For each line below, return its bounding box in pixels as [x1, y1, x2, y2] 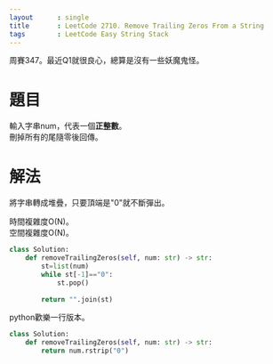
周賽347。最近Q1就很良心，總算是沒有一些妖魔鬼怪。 [9, 55, 205, 66]
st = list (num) [41, 262, 90, 271]
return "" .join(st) [41, 295, 114, 303]
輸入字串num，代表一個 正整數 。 [9, 121, 127, 132]
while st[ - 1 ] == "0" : [41, 270, 114, 279]
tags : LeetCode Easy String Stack [9, 29, 169, 38]
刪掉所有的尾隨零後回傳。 [9, 132, 103, 142]
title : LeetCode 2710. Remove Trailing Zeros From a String [9, 21, 265, 30]
